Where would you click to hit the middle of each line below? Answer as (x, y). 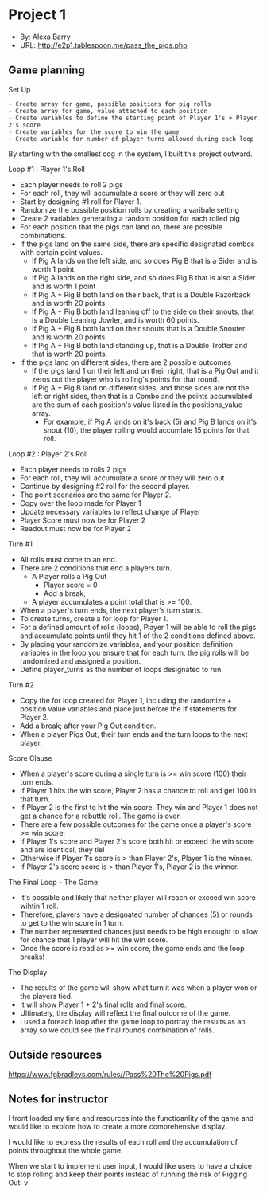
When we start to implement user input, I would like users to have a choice (130, 1166)
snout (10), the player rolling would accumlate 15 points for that (146, 430)
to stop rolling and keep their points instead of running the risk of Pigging (128, 1174)
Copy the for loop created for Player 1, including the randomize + (126, 700)
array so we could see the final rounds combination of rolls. (117, 1030)
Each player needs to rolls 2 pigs (73, 469)
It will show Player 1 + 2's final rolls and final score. (103, 1004)
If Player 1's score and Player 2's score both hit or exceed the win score (137, 841)
